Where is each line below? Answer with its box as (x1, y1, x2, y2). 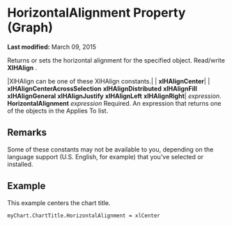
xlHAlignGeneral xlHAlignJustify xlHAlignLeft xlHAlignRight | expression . (7, 92, 222, 100)
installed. (7, 160, 33, 168)
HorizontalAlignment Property (7, 5, 186, 21)
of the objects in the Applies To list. (7, 106, 109, 115)
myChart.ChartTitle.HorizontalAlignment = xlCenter (7, 212, 160, 219)
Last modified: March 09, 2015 (7, 42, 96, 51)
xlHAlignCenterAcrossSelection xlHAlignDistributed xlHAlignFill (7, 84, 197, 92)
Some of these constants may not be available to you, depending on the (7, 145, 214, 154)
